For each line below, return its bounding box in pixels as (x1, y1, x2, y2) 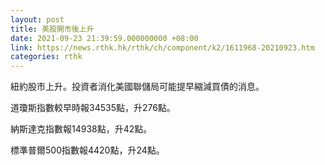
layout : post (10, 14, 65, 25)
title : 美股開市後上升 (10, 24, 95, 34)
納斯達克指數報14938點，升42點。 (10, 123, 153, 135)
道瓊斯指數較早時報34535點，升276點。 (10, 102, 176, 114)
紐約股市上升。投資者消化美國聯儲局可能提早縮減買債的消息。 (10, 81, 265, 93)
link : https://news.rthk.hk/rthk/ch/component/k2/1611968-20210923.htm (10, 42, 315, 53)
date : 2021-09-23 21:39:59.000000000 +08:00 (10, 33, 199, 43)
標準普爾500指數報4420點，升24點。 (10, 144, 165, 156)
